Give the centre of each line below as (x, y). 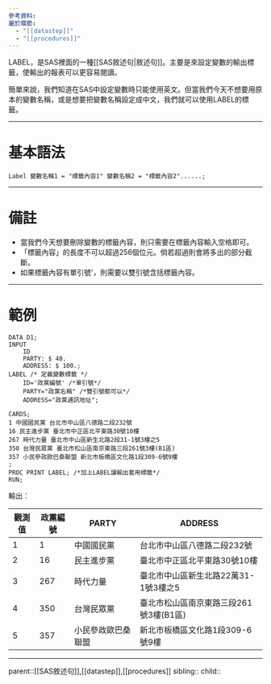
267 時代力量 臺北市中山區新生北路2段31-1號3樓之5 (84, 440)
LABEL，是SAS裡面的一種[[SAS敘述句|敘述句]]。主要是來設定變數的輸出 (128, 62)
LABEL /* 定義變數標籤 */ (48, 375)
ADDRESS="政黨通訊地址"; (61, 400)
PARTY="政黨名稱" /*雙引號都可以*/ (77, 392)
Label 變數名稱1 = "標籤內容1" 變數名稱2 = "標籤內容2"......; (107, 177)
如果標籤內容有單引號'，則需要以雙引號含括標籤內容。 (109, 273)
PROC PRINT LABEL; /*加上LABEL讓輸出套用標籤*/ (84, 473)
